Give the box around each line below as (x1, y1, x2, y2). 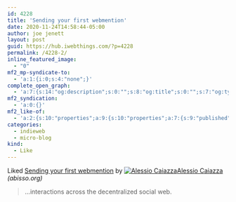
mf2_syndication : (7, 95, 58, 102)
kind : (7, 141, 23, 148)
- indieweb (13, 128, 46, 135)
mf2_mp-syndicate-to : (7, 69, 71, 76)
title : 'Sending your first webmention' (7, 17, 128, 24)
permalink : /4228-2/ (7, 50, 68, 57)
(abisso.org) (7, 174, 43, 182)
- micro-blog (13, 134, 52, 141)
